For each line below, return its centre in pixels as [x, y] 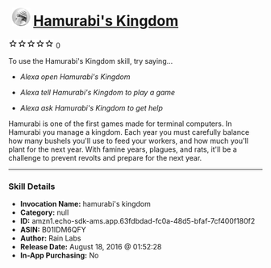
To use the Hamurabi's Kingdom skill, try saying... [91, 61]
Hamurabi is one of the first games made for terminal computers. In [120, 124]
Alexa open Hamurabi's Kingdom [75, 77]
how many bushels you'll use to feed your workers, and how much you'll [128, 140]
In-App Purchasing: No [59, 255]
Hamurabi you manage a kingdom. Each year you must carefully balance [129, 132]
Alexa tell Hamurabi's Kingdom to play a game [98, 92]
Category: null [44, 212]
